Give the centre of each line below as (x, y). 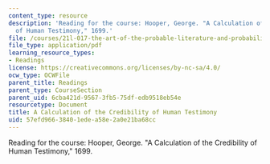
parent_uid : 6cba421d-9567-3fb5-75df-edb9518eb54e (95, 98)
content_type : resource (48, 16)
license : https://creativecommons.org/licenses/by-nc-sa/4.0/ (115, 68)
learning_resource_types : (51, 53)
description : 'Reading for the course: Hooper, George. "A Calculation (131, 23)
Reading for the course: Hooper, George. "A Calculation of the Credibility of (133, 142)
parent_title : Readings (48, 82)
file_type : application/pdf (55, 46)
